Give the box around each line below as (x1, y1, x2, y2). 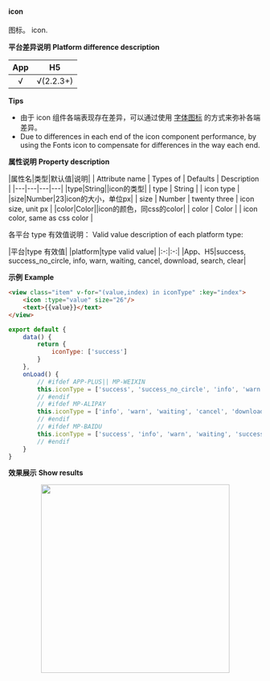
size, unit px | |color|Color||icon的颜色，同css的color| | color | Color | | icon (8, 204, 259, 214)
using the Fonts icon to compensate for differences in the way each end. (19, 141, 260, 150)
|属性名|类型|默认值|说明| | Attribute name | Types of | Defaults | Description (8, 174, 260, 184)
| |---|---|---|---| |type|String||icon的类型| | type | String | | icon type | (8, 184, 240, 194)
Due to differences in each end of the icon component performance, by (19, 132, 257, 142)
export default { (8, 326, 67, 334)
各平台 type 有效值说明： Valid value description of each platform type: (8, 230, 243, 240)
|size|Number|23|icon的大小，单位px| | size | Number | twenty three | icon (8, 194, 255, 204)
